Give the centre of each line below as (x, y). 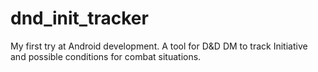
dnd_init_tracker (79, 18)
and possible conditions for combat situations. (106, 56)
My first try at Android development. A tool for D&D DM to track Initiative (159, 46)
